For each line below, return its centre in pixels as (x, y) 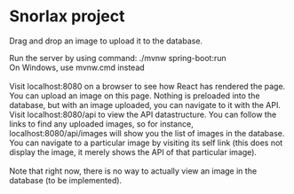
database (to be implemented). (66, 180)
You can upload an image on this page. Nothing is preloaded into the (135, 96)
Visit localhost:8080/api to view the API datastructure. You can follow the (143, 114)
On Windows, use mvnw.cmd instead (77, 67)
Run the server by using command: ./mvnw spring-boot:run (118, 58)
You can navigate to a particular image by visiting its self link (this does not (146, 143)
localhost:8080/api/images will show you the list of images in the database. (147, 133)
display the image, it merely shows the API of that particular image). (133, 151)
